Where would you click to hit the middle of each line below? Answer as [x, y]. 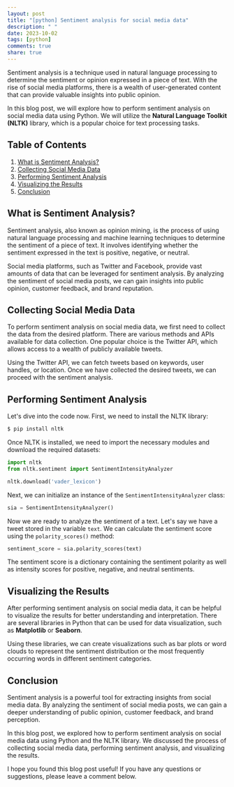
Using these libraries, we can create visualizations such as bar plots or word [117, 644]
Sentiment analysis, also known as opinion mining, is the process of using [113, 230]
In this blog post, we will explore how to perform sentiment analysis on [109, 108]
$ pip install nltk [36, 429]
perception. [24, 720]
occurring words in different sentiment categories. [80, 659]
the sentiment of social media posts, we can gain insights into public [105, 280]
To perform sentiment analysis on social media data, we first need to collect [116, 327]
